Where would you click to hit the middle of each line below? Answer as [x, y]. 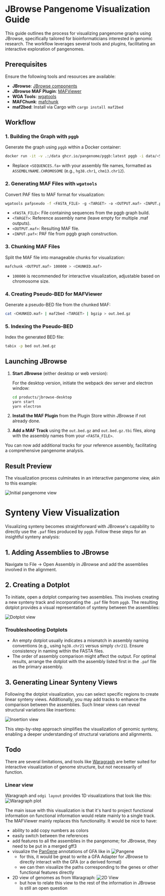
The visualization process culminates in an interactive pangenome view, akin [82, 478]
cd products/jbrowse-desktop [42, 397]
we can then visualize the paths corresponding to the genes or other [89, 867]
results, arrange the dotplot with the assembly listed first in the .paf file [84, 662]
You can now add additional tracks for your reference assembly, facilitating [81, 446]
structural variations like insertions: [41, 709]
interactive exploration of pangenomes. [45, 49]
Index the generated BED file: [35, 337]
